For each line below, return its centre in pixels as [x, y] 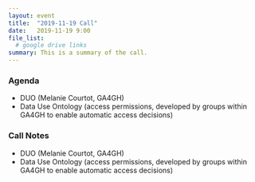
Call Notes [29, 136]
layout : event [32, 16]
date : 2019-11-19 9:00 [49, 30]
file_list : [26, 38]
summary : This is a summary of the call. [78, 53]
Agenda [24, 81]
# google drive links [51, 45]
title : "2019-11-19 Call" [53, 23]
